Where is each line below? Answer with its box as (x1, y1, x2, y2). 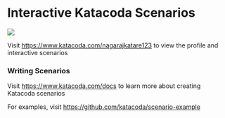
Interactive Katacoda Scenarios (7, 5, 195, 21)
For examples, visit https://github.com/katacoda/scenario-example (7, 103, 200, 111)
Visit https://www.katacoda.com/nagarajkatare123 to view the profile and (7, 40, 219, 50)
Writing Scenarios (7, 66, 70, 75)
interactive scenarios (7, 48, 68, 57)
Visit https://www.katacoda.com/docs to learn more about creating (7, 82, 201, 90)
